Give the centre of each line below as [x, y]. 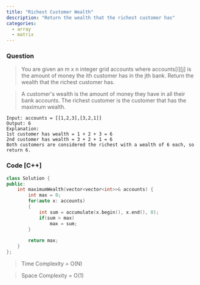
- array [22, 29]
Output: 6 [19, 124]
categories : [21, 23]
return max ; [43, 241]
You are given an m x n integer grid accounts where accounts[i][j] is [106, 69]
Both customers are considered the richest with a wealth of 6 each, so [100, 145]
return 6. [19, 150]
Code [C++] [24, 165]
